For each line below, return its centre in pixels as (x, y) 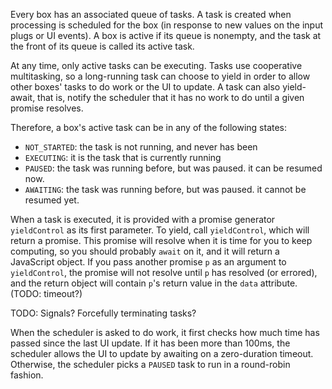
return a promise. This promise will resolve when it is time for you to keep (161, 240)
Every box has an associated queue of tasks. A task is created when (151, 14)
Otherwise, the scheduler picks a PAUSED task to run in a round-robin (150, 364)
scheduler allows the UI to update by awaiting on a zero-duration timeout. (162, 353)
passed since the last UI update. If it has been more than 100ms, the (150, 343)
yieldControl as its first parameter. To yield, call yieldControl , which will (160, 230)
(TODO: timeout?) (46, 293)
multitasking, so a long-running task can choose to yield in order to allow (160, 76)
